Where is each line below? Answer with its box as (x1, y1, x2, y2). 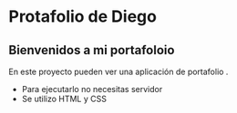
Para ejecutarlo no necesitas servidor (21, 84, 163, 94)
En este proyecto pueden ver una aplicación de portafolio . (8, 66, 229, 77)
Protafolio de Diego (8, 6, 157, 27)
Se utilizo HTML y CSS (21, 93, 107, 104)
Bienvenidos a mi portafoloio (8, 42, 175, 58)
